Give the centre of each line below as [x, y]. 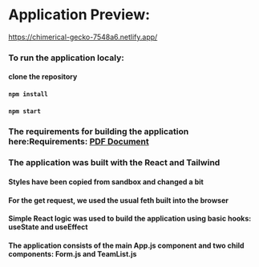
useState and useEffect [48, 227]
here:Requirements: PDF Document [79, 141]
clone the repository [43, 77]
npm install [28, 95]
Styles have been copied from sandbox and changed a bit [106, 182]
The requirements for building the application [99, 131]
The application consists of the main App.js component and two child [126, 245]
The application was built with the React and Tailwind [114, 163]
